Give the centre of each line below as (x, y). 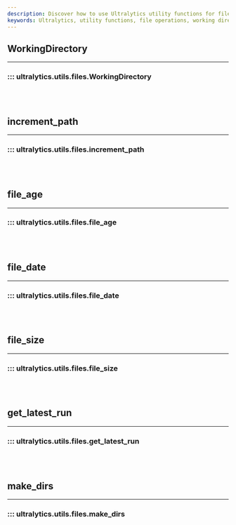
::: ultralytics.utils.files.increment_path (76, 149)
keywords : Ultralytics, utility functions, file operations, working (111, 20)
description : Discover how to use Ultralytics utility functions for (111, 14)
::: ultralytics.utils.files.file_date (63, 295)
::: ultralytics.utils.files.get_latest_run (73, 441)
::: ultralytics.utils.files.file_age (62, 222)
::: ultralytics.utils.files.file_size (63, 368)
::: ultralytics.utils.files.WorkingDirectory (80, 77)
